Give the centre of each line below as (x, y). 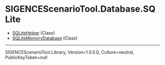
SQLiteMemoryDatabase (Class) (45, 38)
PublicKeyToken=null (26, 57)
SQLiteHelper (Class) (33, 33)
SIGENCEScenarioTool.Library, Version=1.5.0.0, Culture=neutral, (70, 52)
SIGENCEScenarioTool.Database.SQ (80, 9)
